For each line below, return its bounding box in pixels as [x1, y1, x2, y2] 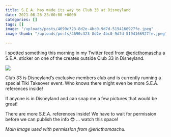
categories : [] [5, 17, 38, 22]
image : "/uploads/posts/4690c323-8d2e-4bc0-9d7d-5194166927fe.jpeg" [5, 27, 154, 32]
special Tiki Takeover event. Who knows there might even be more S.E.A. [5, 80, 159, 86]
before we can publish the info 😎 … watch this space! [5, 116, 119, 122]
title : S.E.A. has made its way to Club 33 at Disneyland [5, 7, 131, 13]
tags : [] [5, 21, 24, 27]
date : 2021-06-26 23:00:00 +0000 [5, 12, 76, 17]
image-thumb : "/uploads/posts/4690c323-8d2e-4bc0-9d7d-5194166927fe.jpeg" [5, 31, 167, 36]
